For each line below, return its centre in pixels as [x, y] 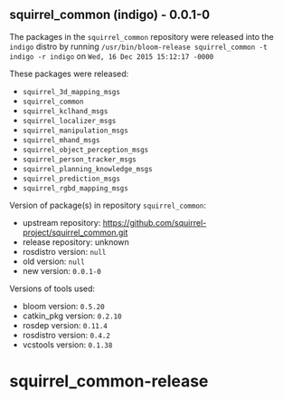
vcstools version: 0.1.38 [67, 345]
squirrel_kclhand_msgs [65, 111]
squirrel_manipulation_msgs [75, 131]
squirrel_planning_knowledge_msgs [87, 169]
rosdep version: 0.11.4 [65, 325]
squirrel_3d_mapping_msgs [71, 92]
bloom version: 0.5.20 [64, 306]
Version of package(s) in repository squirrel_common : [108, 205]
